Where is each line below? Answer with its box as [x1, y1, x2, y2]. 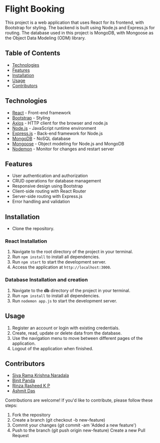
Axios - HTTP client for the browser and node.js [12, 120, 108, 126]
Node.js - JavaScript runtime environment [12, 125, 96, 131]
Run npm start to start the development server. [12, 259, 107, 265]
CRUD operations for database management [12, 178, 101, 184]
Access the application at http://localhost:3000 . [12, 264, 111, 270]
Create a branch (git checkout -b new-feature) [12, 417, 106, 423]
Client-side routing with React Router [12, 188, 87, 194]
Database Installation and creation [5, 276, 88, 283]
